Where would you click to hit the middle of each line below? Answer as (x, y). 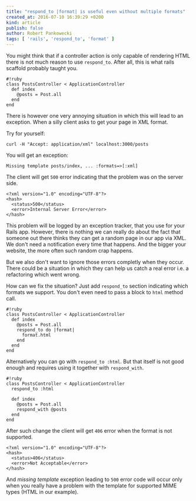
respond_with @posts (42, 410)
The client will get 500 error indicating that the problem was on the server (95, 177)
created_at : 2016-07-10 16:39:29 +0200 (55, 17)
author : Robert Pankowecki (39, 34)
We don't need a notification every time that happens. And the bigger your (96, 244)
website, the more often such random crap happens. (70, 250)
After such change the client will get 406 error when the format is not (89, 431)
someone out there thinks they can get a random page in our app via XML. (96, 238)
